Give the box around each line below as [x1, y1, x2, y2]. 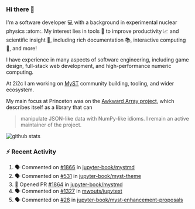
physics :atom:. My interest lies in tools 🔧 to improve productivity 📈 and [6, 28, 179, 35]
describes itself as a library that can [6, 104, 93, 111]
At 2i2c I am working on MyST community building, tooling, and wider [6, 80, 175, 87]
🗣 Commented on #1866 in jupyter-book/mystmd [14, 163, 135, 170]
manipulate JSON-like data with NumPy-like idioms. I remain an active [20, 115, 189, 122]
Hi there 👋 [6, 5, 35, 13]
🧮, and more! [6, 45, 37, 52]
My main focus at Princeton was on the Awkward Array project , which [6, 98, 175, 105]
